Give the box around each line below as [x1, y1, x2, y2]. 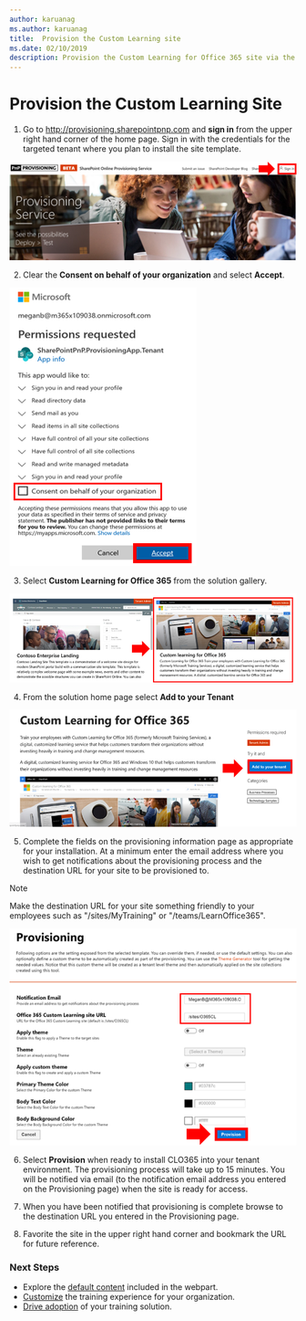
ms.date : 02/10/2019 [9, 44, 88, 53]
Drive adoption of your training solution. [22, 1301, 173, 1312]
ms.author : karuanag [9, 24, 88, 34]
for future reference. [22, 1238, 100, 1249]
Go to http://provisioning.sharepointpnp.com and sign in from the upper [22, 124, 293, 135]
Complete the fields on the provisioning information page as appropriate [22, 835, 294, 846]
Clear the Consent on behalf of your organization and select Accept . [22, 269, 285, 280]
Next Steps [9, 1261, 60, 1274]
